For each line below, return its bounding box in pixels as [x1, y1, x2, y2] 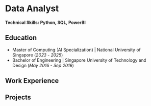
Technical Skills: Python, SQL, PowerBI [5, 19, 86, 25]
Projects [5, 93, 31, 102]
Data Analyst [5, 3, 59, 14]
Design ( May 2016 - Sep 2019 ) [12, 62, 75, 68]
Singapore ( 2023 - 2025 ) [12, 52, 63, 58]
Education [5, 34, 37, 42]
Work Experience [5, 77, 59, 85]
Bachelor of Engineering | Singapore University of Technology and [12, 57, 147, 63]
